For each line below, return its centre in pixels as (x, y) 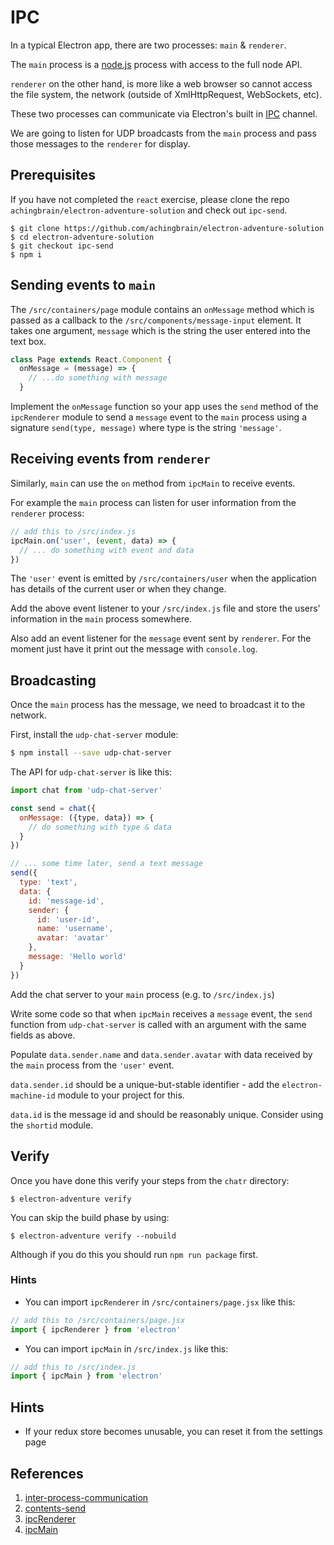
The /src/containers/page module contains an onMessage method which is (162, 309)
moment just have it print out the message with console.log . (134, 649)
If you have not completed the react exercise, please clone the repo (150, 199)
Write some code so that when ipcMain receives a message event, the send (161, 1013)
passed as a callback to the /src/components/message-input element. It (156, 320)
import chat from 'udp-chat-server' (86, 791)
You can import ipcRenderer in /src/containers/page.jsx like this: (160, 1302)
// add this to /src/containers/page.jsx (98, 1320)
